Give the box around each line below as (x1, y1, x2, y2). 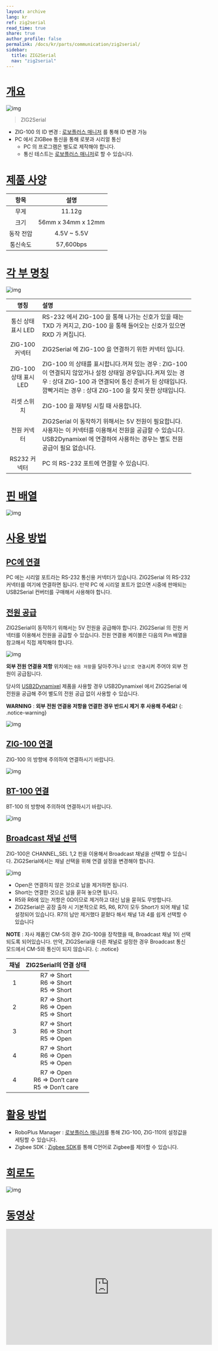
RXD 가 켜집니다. (42, 330, 86, 339)
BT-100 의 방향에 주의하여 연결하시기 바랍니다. (6, 803, 113, 810)
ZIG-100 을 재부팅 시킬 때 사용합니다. (42, 402, 142, 410)
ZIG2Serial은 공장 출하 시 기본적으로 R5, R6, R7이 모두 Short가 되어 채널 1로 (14, 903, 189, 910)
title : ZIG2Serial (11, 52, 57, 58)
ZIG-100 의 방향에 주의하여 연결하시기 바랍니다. (6, 756, 115, 763)
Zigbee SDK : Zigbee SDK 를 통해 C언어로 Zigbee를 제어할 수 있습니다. (14, 1144, 179, 1151)
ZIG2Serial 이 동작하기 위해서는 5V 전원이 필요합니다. (42, 418, 183, 426)
